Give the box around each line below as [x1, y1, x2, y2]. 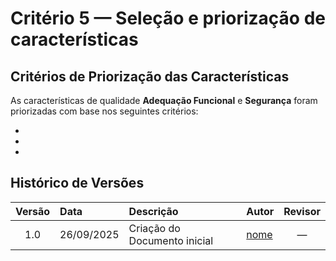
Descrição [128, 204, 179, 218]
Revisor [283, 204, 321, 218]
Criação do [128, 221, 181, 235]
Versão [15, 204, 51, 218]
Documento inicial [128, 233, 214, 247]
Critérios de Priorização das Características [10, 68, 290, 85]
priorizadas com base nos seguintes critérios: [10, 105, 199, 117]
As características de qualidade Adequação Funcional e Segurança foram [10, 95, 318, 106]
